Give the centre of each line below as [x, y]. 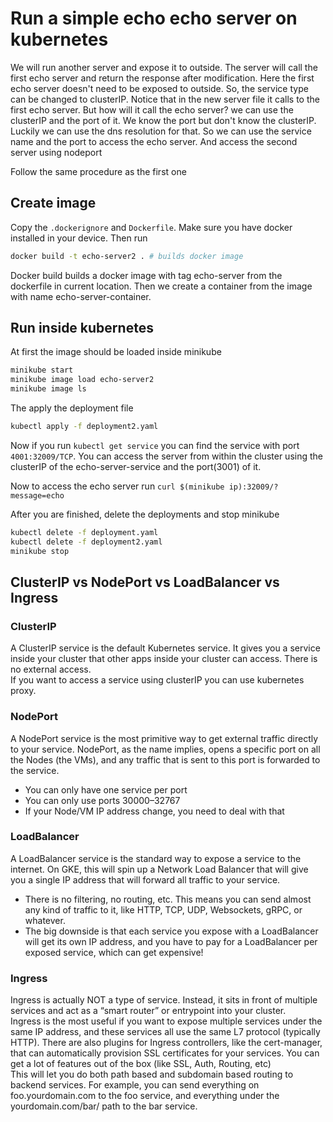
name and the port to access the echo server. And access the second [154, 141]
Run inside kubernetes [82, 328]
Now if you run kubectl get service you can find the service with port [155, 445]
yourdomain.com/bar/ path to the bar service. [104, 1106]
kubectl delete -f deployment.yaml [84, 532]
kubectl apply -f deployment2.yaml [84, 427]
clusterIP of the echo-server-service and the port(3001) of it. [136, 466]
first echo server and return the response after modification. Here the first [162, 78]
